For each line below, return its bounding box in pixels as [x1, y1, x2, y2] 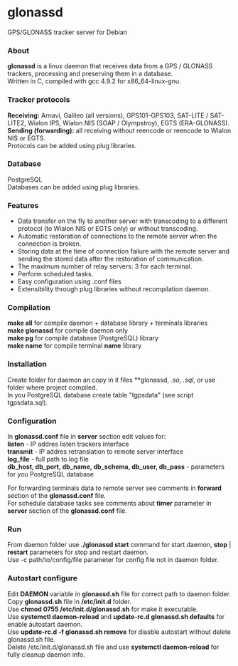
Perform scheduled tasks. [17, 270, 94, 279]
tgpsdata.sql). [7, 398, 48, 407]
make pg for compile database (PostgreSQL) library [7, 334, 158, 343]
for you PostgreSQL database [7, 470, 94, 479]
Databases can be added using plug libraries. [7, 182, 140, 191]
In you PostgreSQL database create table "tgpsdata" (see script [7, 390, 194, 399]
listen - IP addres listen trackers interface [7, 439, 129, 449]
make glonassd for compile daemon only [7, 326, 128, 335]
